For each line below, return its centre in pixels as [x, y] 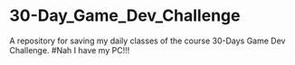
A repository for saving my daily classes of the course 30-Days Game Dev [147, 41]
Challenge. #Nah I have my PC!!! [70, 50]
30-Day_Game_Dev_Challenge [125, 16]
